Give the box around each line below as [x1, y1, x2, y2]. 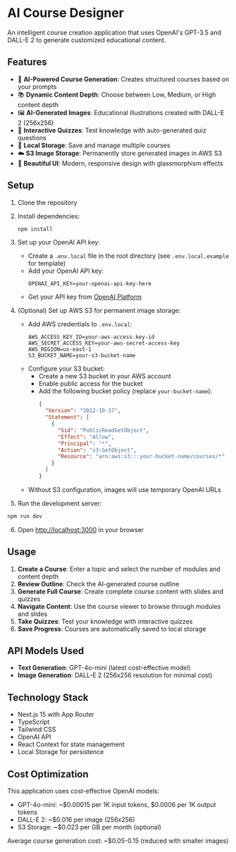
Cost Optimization [7, 768, 89, 780]
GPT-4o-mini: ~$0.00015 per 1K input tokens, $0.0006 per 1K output [17, 801, 216, 809]
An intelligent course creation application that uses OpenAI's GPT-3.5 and [7, 28, 222, 37]
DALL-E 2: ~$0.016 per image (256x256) [17, 815, 135, 824]
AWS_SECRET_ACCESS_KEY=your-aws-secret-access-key [27, 340, 180, 347]
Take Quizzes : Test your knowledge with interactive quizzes [17, 617, 193, 625]
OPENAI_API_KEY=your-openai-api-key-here [27, 280, 151, 288]
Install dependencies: [17, 211, 80, 220]
